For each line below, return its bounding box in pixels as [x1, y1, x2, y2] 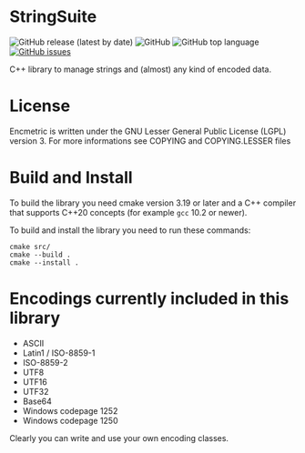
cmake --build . [9, 250, 71, 259]
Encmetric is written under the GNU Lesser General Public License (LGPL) [9, 126, 287, 136]
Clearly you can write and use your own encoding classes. [9, 432, 229, 443]
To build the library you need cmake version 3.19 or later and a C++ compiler [9, 197, 297, 208]
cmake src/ [9, 242, 51, 251]
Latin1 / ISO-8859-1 [22, 347, 96, 358]
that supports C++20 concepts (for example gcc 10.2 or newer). [9, 206, 248, 217]
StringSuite [9, 6, 97, 27]
